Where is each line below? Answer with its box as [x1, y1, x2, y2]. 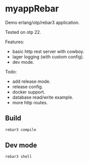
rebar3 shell [5, 154, 32, 160]
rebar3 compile [5, 127, 37, 132]
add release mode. [12, 78, 51, 84]
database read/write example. [12, 94, 74, 100]
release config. [12, 83, 43, 90]
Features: [5, 38, 25, 45]
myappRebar [5, 3, 59, 14]
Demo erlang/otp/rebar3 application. [5, 19, 80, 25]
